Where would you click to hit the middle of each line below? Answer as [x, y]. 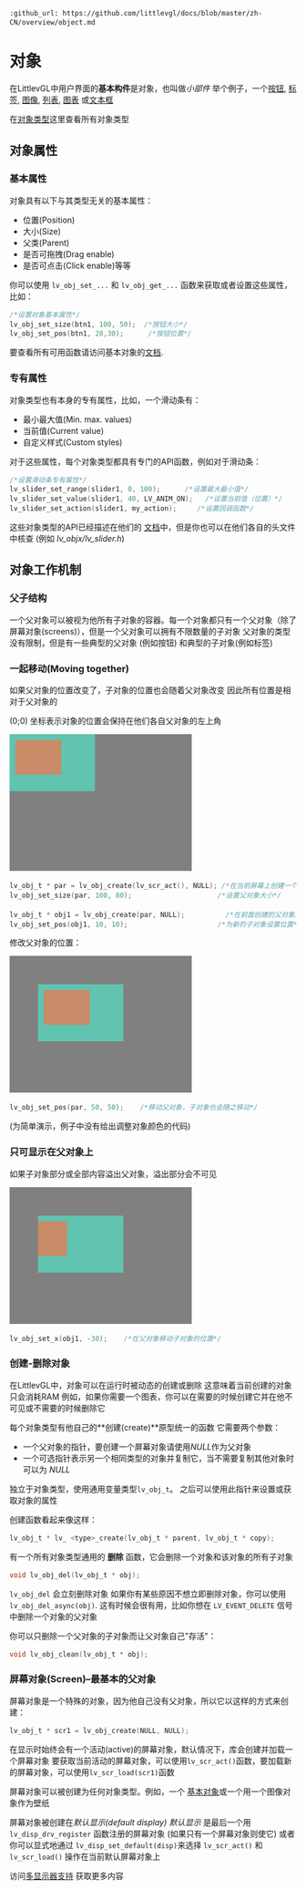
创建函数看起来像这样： [53, 1519]
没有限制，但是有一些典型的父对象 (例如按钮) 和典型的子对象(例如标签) [141, 643]
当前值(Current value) [63, 430]
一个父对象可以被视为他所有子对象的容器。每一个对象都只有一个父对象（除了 [153, 620]
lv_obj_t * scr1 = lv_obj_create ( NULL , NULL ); [99, 1730]
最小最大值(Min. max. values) [77, 419]
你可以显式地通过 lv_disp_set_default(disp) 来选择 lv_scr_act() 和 [136, 1844]
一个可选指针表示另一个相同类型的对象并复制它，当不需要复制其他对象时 [158, 1458]
